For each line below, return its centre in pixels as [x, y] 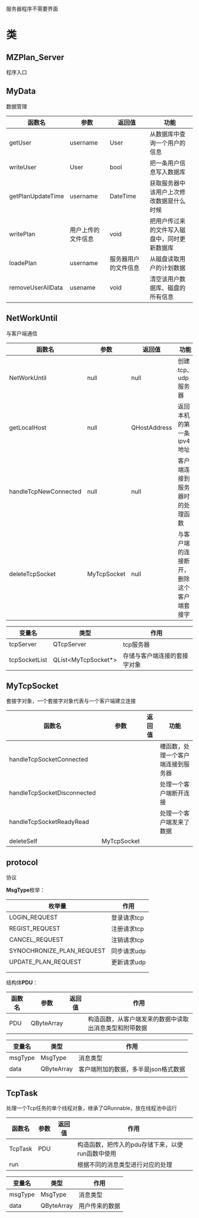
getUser [20, 143]
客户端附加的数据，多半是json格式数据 [132, 1069]
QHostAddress [152, 427]
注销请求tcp [127, 940]
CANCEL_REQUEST [36, 940]
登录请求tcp [127, 918]
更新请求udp [129, 962]
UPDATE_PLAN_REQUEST [45, 962]
